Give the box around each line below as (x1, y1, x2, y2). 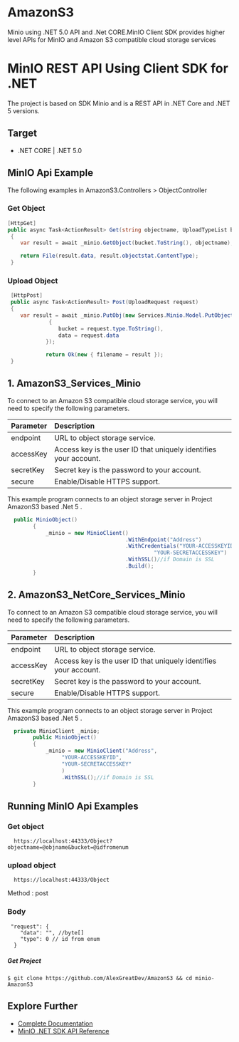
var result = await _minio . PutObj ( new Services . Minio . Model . (20, 311, 205, 319)
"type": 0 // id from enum (20, 935, 100, 942)
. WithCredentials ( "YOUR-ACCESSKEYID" (124, 543, 237, 550)
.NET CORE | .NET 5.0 (17, 146, 83, 155)
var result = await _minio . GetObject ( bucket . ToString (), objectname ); (20, 239, 234, 246)
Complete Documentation (17, 1019, 93, 1028)
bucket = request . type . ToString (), (58, 325, 164, 332)
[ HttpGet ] (7, 219, 37, 226)
